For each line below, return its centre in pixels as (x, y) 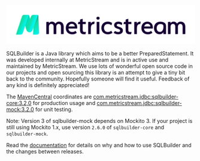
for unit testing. (54, 110)
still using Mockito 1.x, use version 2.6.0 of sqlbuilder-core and (85, 128)
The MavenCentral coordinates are (49, 97)
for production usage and (64, 103)
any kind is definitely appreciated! (48, 85)
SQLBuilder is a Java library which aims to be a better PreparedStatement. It (100, 54)
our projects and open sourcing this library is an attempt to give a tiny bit (96, 73)
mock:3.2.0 (20, 110)
